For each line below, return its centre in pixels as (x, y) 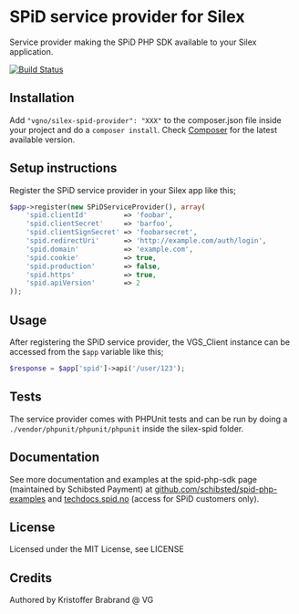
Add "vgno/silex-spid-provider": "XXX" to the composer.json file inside (145, 120)
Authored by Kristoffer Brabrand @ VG (82, 600)
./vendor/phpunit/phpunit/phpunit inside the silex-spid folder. (127, 428)
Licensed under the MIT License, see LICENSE (97, 549)
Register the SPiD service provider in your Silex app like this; (123, 190)
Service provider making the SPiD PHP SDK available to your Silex (133, 42)
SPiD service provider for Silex (127, 17)
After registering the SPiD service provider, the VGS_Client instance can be (149, 342)
